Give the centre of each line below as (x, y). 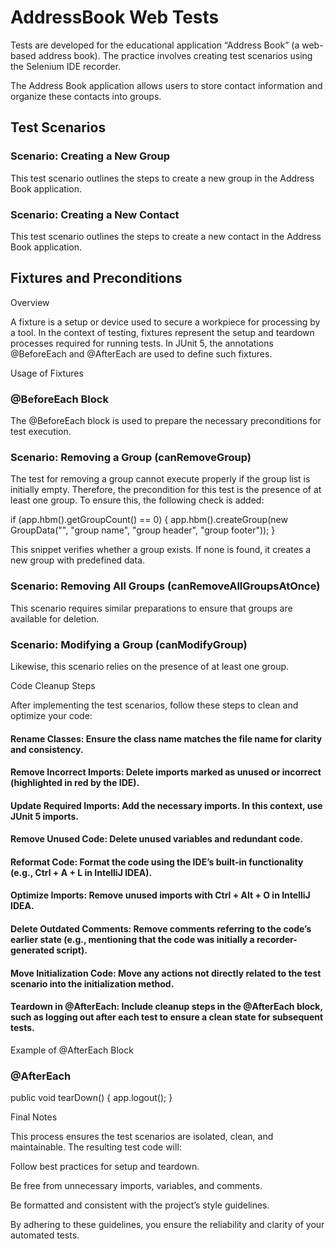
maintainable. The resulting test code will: (96, 1147)
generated (32, 950)
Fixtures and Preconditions (96, 278)
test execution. (41, 432)
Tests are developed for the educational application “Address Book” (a (155, 45)
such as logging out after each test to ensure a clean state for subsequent (167, 1017)
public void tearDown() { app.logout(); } (91, 1098)
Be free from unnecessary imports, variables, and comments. (136, 1186)
